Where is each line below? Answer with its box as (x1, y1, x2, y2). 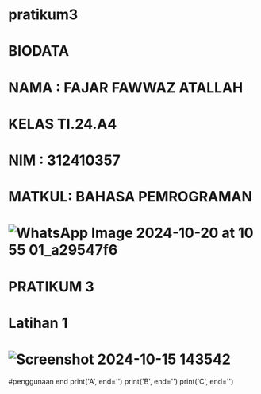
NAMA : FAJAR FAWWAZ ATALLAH (8, 78, 244, 96)
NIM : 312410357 (8, 151, 121, 169)
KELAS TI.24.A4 (8, 115, 117, 133)
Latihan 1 (8, 314, 68, 332)
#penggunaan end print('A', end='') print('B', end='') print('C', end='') (8, 376, 234, 386)
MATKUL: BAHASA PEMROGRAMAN (8, 188, 252, 206)
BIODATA (8, 42, 70, 60)
